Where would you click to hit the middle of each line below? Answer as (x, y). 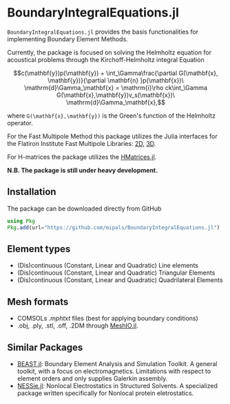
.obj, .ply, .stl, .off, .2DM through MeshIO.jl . (78, 326)
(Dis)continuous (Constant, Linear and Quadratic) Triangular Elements (116, 273)
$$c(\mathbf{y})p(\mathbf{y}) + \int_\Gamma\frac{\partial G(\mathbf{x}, (116, 73)
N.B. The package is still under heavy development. (83, 170)
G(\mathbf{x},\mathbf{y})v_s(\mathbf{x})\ (116, 95)
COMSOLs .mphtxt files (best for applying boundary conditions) (107, 319)
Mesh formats (38, 302)
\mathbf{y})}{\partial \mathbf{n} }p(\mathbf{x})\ (116, 80)
